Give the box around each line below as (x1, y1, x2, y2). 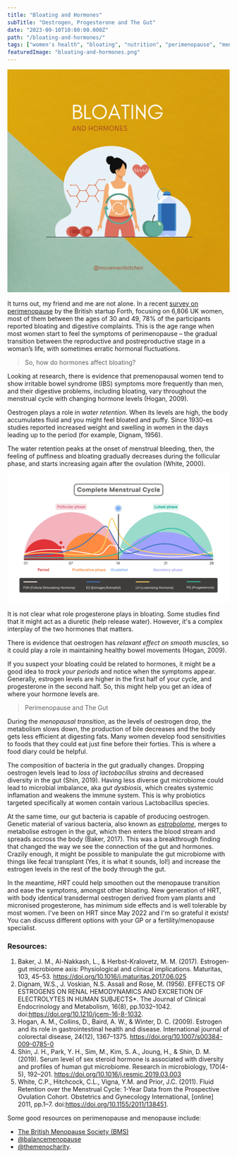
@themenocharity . (17, 1142, 72, 1151)
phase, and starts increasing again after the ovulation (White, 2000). (7, 460, 206, 468)
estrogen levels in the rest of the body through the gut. (7, 864, 166, 873)
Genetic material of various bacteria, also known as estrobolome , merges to (7, 819, 228, 828)
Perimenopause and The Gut (24, 703, 109, 712)
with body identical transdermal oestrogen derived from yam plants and (7, 893, 216, 902)
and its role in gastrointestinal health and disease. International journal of (17, 1025, 229, 1033)
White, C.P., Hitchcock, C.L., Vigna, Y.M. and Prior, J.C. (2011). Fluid (17, 1077, 214, 1086)
